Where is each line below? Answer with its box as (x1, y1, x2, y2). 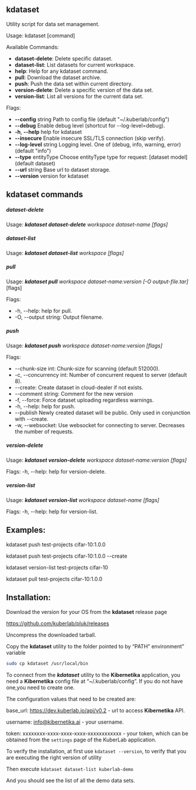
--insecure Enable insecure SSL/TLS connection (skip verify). (14, 135, 165, 142)
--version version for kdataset (14, 172, 89, 180)
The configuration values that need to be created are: (6, 695, 136, 702)
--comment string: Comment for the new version (14, 391, 133, 398)
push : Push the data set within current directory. (14, 80, 133, 87)
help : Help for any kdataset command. (14, 68, 109, 75)
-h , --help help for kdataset (14, 128, 82, 135)
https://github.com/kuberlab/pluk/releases (6, 619, 109, 627)
